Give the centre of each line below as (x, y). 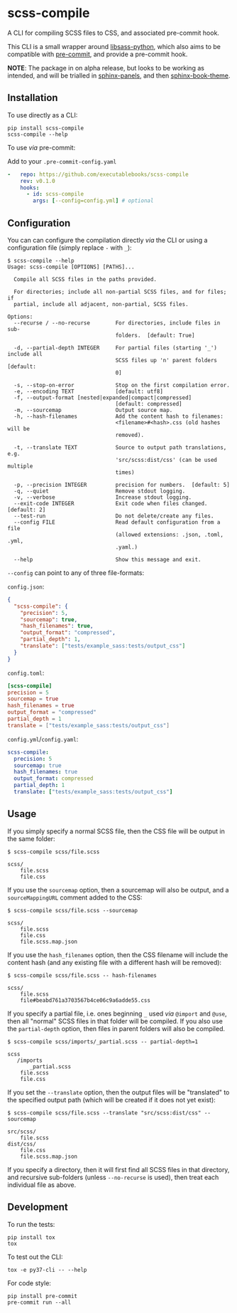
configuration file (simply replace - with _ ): (70, 248)
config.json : (26, 586)
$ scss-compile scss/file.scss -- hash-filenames (82, 975)
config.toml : (26, 673)
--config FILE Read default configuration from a (117, 522)
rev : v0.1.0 (38, 181)
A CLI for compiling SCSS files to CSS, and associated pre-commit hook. (114, 33)
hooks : (30, 188)
